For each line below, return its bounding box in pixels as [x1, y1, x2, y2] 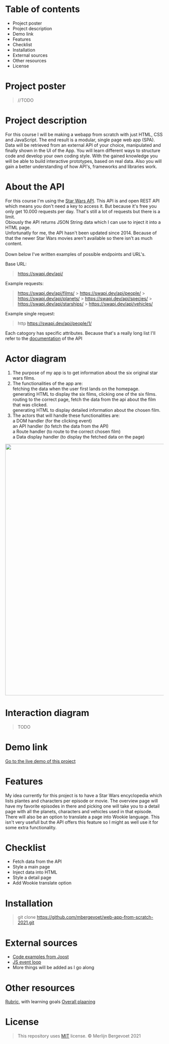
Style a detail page [12, 875, 52, 881]
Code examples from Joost [12, 954, 69, 960]
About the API [5, 181, 65, 192]
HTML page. [5, 224, 31, 230]
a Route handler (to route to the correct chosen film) [12, 428, 121, 434]
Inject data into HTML [12, 869, 58, 876]
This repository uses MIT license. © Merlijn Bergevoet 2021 [17, 1033, 141, 1039]
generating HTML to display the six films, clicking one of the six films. [12, 391, 157, 397]
